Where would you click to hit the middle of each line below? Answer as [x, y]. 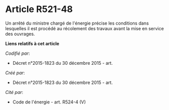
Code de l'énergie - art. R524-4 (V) [49, 102]
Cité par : [14, 92]
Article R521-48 [39, 9]
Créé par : [15, 73]
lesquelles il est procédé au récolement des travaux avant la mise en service [84, 28]
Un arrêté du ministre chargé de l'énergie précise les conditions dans [77, 23]
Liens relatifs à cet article [32, 43]
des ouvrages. [20, 34]
